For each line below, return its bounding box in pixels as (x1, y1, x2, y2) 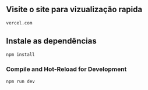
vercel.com (6, 20, 33, 26)
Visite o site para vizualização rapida (6, 5, 143, 15)
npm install (6, 52, 35, 57)
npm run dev (6, 78, 35, 84)
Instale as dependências (6, 36, 97, 46)
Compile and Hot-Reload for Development (6, 65, 127, 73)
